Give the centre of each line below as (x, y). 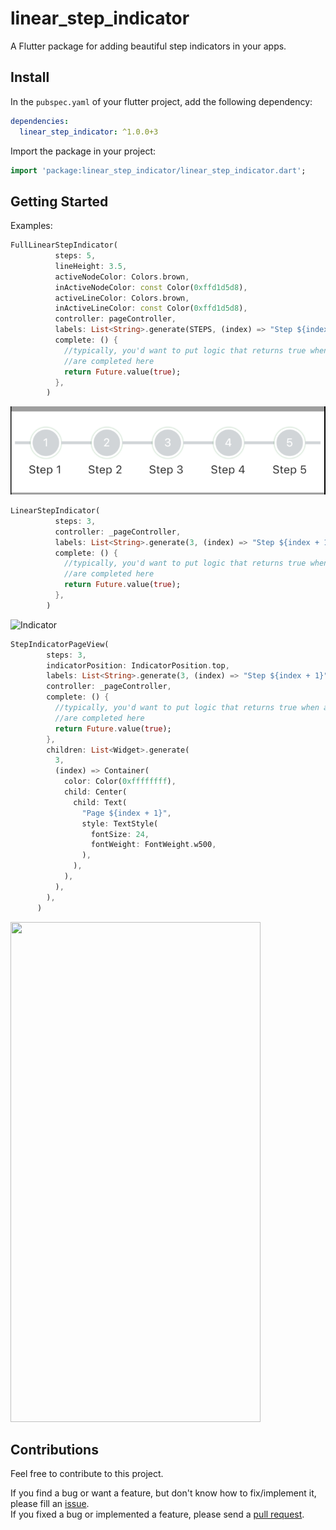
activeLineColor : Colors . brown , (122, 298)
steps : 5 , (75, 256)
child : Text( (100, 802)
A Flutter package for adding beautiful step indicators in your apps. (148, 46)
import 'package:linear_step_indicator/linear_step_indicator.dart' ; (158, 170)
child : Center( (95, 792)
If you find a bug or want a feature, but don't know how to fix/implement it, (163, 1493)
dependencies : (40, 121)
